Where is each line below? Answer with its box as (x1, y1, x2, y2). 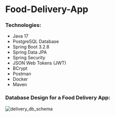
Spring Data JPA (12, 49, 47, 55)
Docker (12, 76, 28, 82)
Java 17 (12, 33, 29, 39)
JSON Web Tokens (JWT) (12, 60, 67, 66)
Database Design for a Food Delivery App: (5, 94, 110, 101)
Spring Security (12, 55, 46, 61)
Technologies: (5, 22, 42, 29)
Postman (12, 71, 31, 77)
